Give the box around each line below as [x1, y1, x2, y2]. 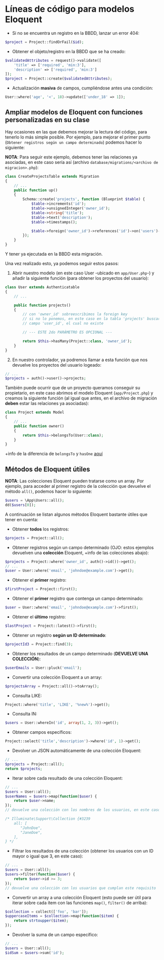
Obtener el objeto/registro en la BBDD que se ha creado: [12, 48, 126, 54]
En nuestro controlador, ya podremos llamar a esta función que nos [12, 357, 148, 363]
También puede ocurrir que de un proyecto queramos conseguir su [5, 385, 141, 391]
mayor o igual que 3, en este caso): [12, 853, 83, 859]
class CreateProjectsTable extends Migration [5, 174, 99, 179]
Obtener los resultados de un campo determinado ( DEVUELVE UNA [12, 650, 148, 656]
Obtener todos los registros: [12, 526, 69, 532]
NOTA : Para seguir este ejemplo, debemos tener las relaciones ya [5, 154, 138, 160]
